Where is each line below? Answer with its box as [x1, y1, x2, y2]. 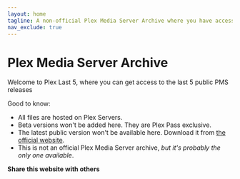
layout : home [7, 10, 46, 18]
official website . [17, 136, 65, 145]
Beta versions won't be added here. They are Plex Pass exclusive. [17, 121, 212, 129]
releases [7, 86, 33, 94]
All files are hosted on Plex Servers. [17, 113, 123, 122]
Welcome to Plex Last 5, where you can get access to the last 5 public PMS [7, 78, 229, 86]
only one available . [17, 151, 74, 160]
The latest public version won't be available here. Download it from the [17, 128, 226, 137]
